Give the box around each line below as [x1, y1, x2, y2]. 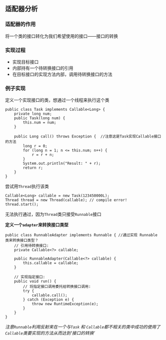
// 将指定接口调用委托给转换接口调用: [23, 284, 91, 289]
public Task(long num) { [14, 116, 65, 121]
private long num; [14, 111, 52, 117]
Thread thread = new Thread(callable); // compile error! [5, 198, 127, 203]
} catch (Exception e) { [23, 297, 74, 302]
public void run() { [14, 279, 56, 284]
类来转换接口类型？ [5, 238, 39, 243]
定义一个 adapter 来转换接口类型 [5, 222, 69, 228]
